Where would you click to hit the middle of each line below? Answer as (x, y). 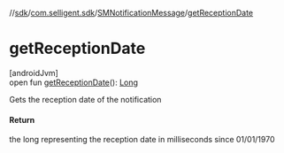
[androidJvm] (34, 73)
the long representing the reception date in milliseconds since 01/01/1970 (142, 140)
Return (22, 119)
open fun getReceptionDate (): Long (74, 82)
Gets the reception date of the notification (85, 99)
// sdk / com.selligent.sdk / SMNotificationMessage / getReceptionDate (131, 13)
